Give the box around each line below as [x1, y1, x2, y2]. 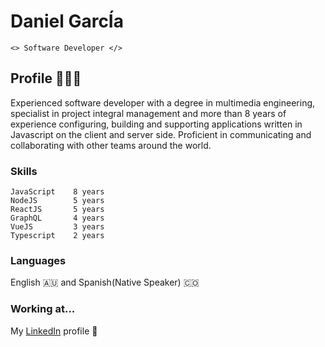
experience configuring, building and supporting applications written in [10, 118, 303, 130]
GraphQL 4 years [10, 213, 105, 224]
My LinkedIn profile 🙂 [10, 325, 98, 337]
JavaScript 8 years [10, 187, 105, 197]
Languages [10, 253, 67, 267]
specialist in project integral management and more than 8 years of [10, 107, 287, 119]
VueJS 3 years [10, 222, 105, 232]
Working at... [10, 302, 76, 316]
